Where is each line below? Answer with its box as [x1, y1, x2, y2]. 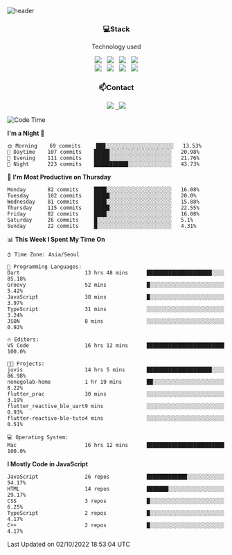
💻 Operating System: [7, 434, 69, 441]
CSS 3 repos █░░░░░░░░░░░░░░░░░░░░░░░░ [7, 497, 225, 504]
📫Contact [98, 83, 134, 93]
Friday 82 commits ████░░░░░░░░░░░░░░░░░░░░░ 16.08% [7, 210, 199, 218]
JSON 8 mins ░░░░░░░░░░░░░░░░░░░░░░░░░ [7, 317, 225, 325]
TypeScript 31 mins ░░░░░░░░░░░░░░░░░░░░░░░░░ [7, 306, 225, 312]
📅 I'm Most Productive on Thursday [7, 173, 111, 181]
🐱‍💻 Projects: [7, 360, 45, 367]
